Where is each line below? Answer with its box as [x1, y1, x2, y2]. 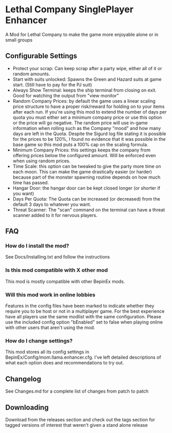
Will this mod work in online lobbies [5, 291, 96, 298]
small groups [5, 37, 33, 43]
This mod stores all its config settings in [5, 349, 90, 355]
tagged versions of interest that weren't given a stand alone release [5, 422, 148, 428]
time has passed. [12, 179, 49, 185]
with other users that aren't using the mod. [5, 324, 96, 331]
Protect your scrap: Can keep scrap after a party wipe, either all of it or [12, 65, 162, 71]
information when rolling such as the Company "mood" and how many [12, 125, 161, 131]
